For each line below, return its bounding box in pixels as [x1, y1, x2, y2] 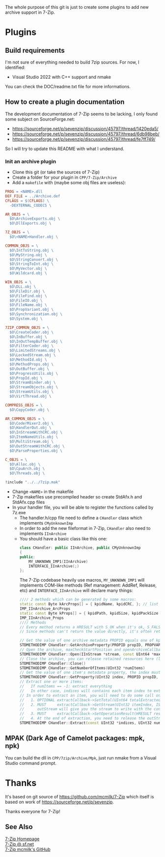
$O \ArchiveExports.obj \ [9, 216, 60, 221]
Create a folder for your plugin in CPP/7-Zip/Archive [12, 174, 117, 180]
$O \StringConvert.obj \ [9, 257, 58, 262]
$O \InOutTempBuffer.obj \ [9, 339, 63, 344]
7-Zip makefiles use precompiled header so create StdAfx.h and [12, 494, 142, 500]
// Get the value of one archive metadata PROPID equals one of [19, 638, 154, 643]
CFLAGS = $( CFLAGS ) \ [5, 198, 50, 203]
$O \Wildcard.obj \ [9, 271, 48, 276]
